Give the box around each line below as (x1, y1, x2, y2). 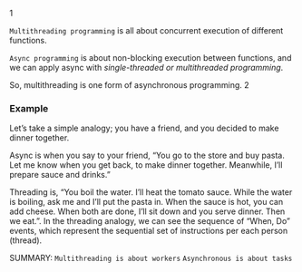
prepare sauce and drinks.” (9, 170, 111, 180)
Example (9, 102, 49, 114)
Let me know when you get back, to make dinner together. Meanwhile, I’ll (9, 160, 283, 170)
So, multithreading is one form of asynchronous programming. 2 (9, 80, 249, 90)
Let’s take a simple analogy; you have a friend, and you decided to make (9, 122, 279, 134)
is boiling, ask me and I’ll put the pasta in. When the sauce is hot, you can (9, 197, 284, 208)
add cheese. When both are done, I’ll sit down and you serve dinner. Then (9, 206, 286, 217)
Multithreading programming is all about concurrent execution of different (9, 25, 284, 35)
